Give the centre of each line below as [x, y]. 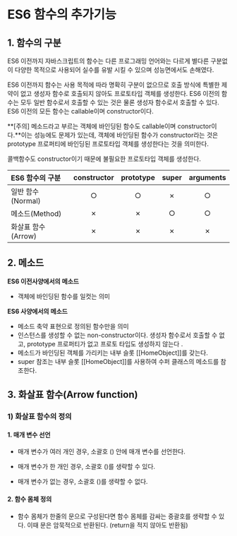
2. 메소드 [26, 263]
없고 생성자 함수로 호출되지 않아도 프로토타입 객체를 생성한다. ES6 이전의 [120, 93]
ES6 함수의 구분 [36, 178]
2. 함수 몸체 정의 [30, 499]
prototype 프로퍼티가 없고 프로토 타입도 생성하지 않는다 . [105, 343]
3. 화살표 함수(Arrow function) [73, 395]
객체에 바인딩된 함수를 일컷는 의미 [64, 296]
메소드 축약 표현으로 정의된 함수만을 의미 [73, 326]
